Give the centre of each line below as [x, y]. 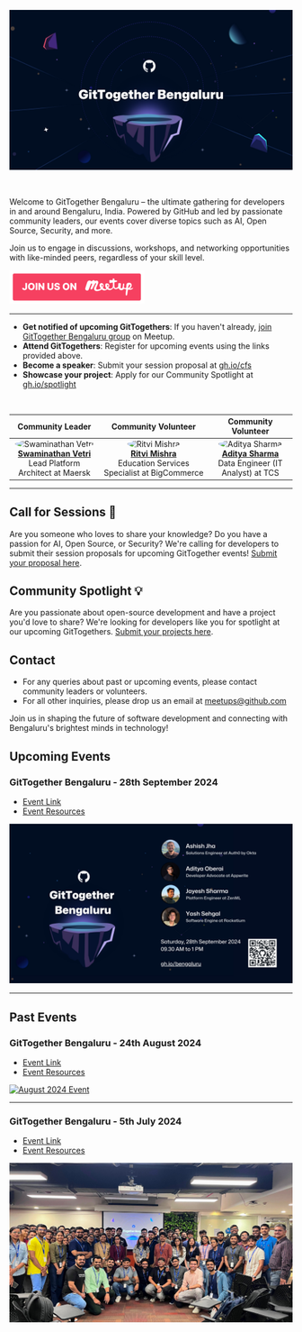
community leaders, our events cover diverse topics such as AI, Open [138, 221]
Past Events [43, 1017]
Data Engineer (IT [250, 463]
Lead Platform [54, 463]
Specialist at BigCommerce [154, 473]
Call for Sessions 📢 [63, 512]
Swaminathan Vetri [54, 454]
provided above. [53, 355]
